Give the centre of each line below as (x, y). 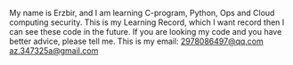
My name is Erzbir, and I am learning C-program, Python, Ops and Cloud (142, 13)
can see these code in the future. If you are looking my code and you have (146, 32)
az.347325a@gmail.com (54, 51)
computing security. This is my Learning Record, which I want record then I (147, 22)
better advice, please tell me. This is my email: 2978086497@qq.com (137, 41)
